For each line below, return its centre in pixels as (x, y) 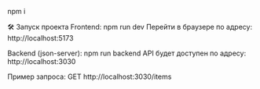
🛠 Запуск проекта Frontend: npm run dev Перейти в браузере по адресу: (130, 27)
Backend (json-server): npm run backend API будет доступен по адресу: (127, 53)
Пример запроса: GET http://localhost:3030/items (90, 77)
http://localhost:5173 (40, 38)
